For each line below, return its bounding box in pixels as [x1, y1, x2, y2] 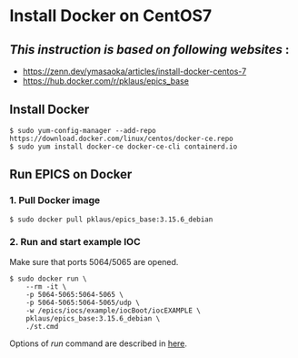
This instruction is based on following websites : [9, 42, 290, 57]
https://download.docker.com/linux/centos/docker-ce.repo [9, 134, 233, 143]
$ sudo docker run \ [9, 274, 88, 283]
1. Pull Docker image [9, 194, 101, 207]
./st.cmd [25, 322, 59, 331]
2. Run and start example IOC [9, 236, 141, 249]
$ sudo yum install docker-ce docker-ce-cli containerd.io [9, 142, 238, 151]
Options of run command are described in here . [9, 338, 188, 349]
